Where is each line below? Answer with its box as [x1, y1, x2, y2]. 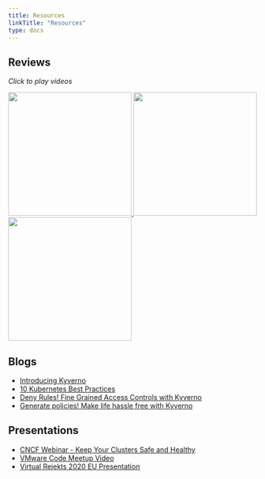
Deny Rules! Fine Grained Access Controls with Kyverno [19, 393, 203, 402]
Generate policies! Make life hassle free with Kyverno [19, 401, 193, 410]
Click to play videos [8, 77, 73, 86]
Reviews [8, 55, 51, 69]
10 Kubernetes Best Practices [19, 384, 116, 394]
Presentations [8, 424, 79, 437]
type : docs [8, 26, 44, 34]
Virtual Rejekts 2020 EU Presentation [19, 462, 140, 471]
